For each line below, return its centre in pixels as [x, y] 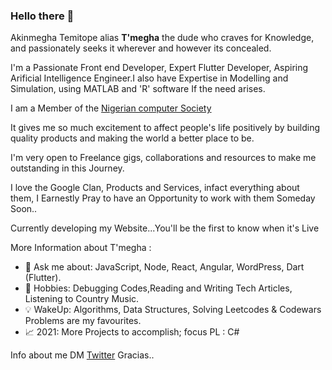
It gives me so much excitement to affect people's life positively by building [165, 128]
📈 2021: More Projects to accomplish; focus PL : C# [132, 332]
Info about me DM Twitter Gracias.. [82, 355]
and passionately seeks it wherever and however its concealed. [141, 48]
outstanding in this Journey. [67, 168]
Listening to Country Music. [82, 299]
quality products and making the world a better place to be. [132, 138]
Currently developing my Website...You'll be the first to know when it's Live [165, 228]
